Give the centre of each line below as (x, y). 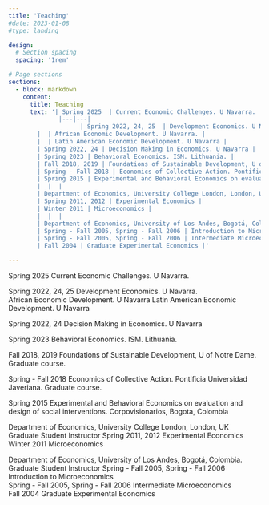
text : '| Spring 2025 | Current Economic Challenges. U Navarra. (143, 112)
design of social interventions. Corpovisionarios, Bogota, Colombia (118, 411)
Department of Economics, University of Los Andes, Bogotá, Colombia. (125, 459)
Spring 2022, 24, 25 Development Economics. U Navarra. (103, 291)
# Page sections (35, 75)
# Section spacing (46, 53)
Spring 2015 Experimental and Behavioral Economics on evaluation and (126, 403)
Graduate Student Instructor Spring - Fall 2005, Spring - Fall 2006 (117, 468)
